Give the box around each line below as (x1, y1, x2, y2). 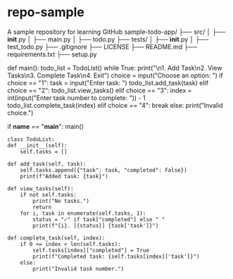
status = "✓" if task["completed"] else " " (32, 216, 165, 223)
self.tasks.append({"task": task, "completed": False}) (20, 166, 188, 173)
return (32, 204, 52, 211)
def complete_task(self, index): (7, 234, 106, 242)
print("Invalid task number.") (32, 265, 125, 272)
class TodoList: (7, 135, 55, 143)
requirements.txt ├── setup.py (7, 50, 97, 58)
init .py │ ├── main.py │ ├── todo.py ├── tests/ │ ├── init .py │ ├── (7, 35, 209, 43)
